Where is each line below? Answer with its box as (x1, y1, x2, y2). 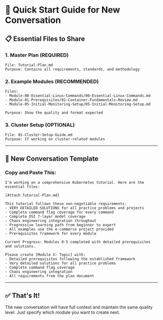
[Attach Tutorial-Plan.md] (5, 193, 60, 198)
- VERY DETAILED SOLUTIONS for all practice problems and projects (5, 206, 145, 211)
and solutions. (5, 244, 36, 249)
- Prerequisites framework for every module (5, 231, 97, 236)
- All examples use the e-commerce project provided (5, 227, 114, 232)
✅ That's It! (5, 291, 40, 300)
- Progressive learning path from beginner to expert (5, 223, 116, 228)
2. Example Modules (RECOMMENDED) (5, 78, 99, 84)
